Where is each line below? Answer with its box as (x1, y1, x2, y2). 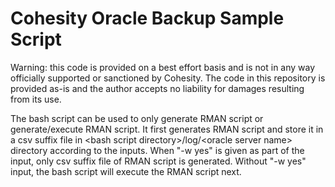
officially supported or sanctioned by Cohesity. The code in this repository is (10, 72, 326, 84)
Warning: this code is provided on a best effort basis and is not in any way (10, 61, 316, 73)
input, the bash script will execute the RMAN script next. (10, 165, 242, 177)
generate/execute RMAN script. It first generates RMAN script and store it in (10, 123, 324, 135)
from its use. (10, 93, 62, 105)
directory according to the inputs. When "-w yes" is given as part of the (10, 144, 305, 156)
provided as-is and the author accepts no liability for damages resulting (10, 82, 305, 94)
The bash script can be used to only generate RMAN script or (10, 112, 264, 124)
